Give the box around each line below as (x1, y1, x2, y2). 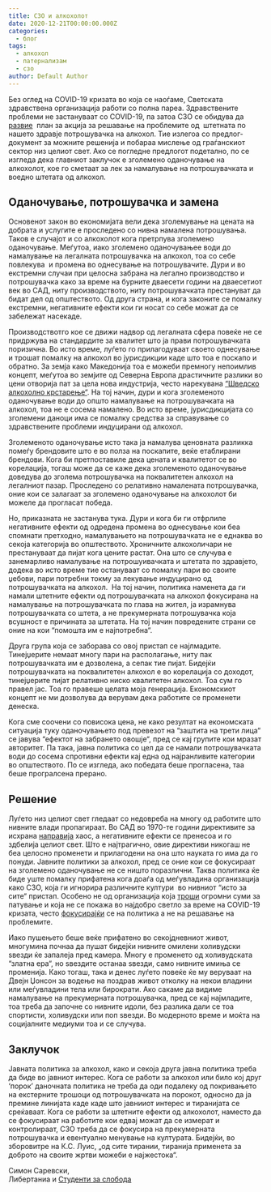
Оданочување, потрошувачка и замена (8, 195, 219, 209)
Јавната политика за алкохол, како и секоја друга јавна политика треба (8, 1064, 257, 1074)
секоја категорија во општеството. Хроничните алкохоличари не (8, 540, 233, 549)
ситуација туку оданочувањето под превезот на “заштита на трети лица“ (8, 726, 261, 736)
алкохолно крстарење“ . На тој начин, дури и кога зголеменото (8, 387, 225, 397)
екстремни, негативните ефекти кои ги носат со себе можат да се (8, 303, 239, 313)
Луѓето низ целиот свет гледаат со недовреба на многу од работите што (8, 814, 261, 823)
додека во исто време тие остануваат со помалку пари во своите (8, 565, 237, 575)
